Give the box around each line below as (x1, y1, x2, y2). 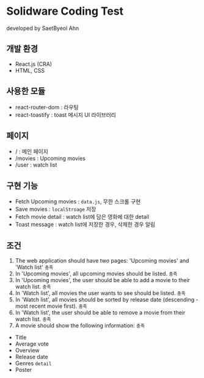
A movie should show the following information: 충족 (15, 322, 145, 329)
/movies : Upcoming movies (15, 154, 86, 162)
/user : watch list (15, 161, 57, 169)
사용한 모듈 (6, 86, 46, 96)
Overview (15, 347, 40, 354)
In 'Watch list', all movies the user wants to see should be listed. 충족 (15, 289, 186, 297)
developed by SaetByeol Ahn (6, 24, 79, 32)
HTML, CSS (15, 67, 45, 74)
